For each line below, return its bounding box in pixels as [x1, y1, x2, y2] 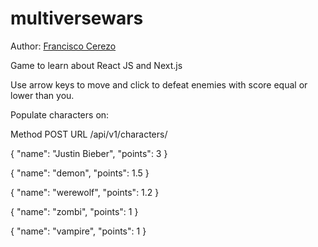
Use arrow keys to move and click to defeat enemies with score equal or [10, 78, 308, 91]
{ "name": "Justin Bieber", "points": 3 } [10, 147, 168, 159]
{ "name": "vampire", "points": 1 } [10, 225, 147, 237]
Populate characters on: [10, 108, 110, 121]
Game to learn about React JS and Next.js [10, 59, 183, 71]
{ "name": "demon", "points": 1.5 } [10, 167, 150, 179]
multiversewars [10, 7, 144, 30]
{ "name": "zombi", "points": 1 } [10, 205, 139, 217]
